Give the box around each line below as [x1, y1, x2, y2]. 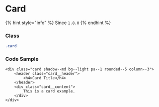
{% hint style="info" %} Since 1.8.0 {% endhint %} [5, 20, 111, 26]
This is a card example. [23, 89, 75, 94]
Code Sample [5, 56, 39, 63]
